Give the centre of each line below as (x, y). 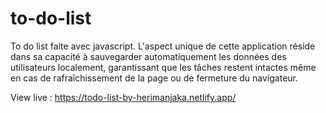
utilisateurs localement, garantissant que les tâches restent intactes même (163, 67)
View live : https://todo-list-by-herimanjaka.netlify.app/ (123, 97)
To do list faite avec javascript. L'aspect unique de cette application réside (163, 46)
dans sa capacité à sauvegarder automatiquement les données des (148, 56)
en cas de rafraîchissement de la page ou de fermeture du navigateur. (154, 78)
